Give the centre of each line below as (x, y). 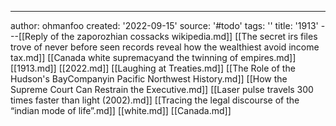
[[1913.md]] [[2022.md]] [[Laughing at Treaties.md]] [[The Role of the (153, 68)
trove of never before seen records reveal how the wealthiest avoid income (165, 47)
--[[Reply (29, 36)
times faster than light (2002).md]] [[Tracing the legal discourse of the (155, 100)
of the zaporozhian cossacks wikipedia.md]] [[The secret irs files (183, 36)
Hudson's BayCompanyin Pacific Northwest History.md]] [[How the (149, 79)
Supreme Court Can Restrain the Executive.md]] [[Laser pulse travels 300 (162, 89)
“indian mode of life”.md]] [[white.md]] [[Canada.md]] (121, 110)
